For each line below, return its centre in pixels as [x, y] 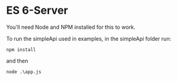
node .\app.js [24, 72]
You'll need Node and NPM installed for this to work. [71, 27]
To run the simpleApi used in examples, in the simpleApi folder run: [89, 38]
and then [17, 61]
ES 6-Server [37, 10]
